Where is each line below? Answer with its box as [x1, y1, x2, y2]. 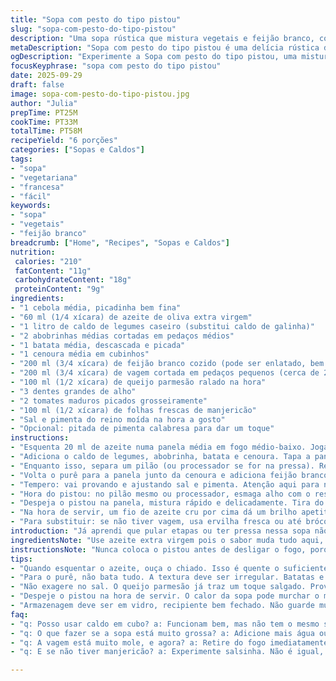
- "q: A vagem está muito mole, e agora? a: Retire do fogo [10, 637, 267, 648]
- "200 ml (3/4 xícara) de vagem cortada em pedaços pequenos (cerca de [10, 368, 320, 378]
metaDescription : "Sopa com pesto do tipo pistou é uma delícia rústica [10, 42, 320, 53]
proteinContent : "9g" [14, 284, 105, 295]
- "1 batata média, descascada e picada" [10, 340, 186, 350]
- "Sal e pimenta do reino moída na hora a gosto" [10, 414, 226, 425]
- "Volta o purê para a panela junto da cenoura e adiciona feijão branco [10, 470, 329, 480]
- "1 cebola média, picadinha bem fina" [10, 303, 182, 313]
